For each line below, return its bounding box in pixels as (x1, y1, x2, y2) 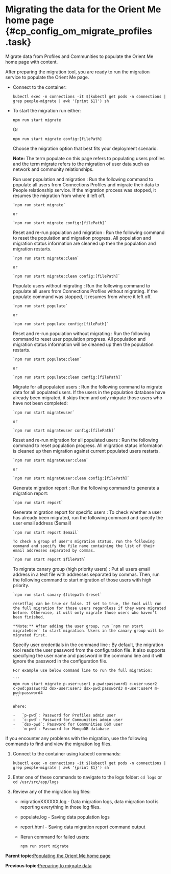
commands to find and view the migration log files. (5, 741, 112, 747)
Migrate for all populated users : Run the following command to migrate (12, 383, 163, 390)
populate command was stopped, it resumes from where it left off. (12, 294, 152, 300)
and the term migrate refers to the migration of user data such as (12, 161, 150, 167)
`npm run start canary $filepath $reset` (12, 592, 102, 597)
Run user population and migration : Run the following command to (12, 176, 154, 182)
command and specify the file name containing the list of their (12, 543, 155, 549)
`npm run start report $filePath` (12, 557, 86, 562)
